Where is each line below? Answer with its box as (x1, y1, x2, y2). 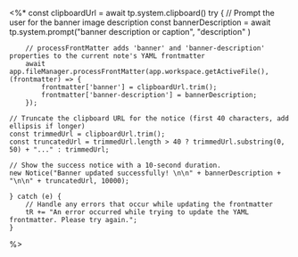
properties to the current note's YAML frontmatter (9, 52, 205, 61)
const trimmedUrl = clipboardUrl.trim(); (9, 129, 166, 138)
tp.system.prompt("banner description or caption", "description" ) (9, 27, 252, 37)
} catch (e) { (9, 192, 62, 201)
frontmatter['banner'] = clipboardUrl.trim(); (41, 83, 218, 92)
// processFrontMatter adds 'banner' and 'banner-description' (25, 44, 266, 53)
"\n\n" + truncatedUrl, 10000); (9, 177, 129, 186)
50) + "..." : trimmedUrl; (9, 145, 110, 154)
